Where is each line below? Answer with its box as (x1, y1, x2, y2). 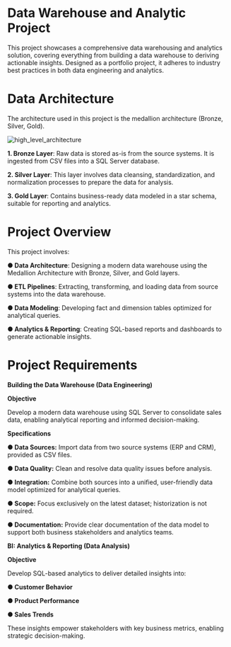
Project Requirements (7, 357, 138, 373)
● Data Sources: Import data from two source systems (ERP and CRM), (7, 442, 216, 451)
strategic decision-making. (7, 631, 85, 640)
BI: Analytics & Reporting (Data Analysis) (7, 542, 131, 550)
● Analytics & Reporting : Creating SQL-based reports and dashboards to (7, 324, 223, 333)
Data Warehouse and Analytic (7, 5, 186, 21)
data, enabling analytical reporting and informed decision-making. (7, 416, 200, 424)
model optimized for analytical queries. (7, 485, 122, 493)
